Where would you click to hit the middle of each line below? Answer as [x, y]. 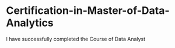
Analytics [30, 23]
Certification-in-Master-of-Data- [88, 11]
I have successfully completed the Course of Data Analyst [76, 39]
